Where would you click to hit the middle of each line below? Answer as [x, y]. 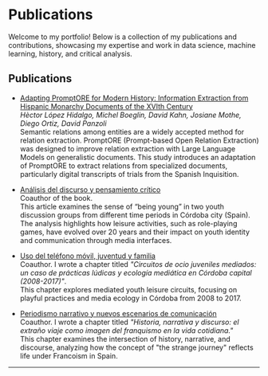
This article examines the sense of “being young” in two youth [122, 206]
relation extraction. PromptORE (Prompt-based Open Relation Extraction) [139, 140]
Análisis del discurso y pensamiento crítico [90, 190]
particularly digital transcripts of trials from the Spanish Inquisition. [129, 174]
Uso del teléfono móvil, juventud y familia [87, 256]
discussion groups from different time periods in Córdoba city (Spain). [135, 215]
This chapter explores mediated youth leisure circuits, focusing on [128, 289]
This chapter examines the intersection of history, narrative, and [125, 339]
